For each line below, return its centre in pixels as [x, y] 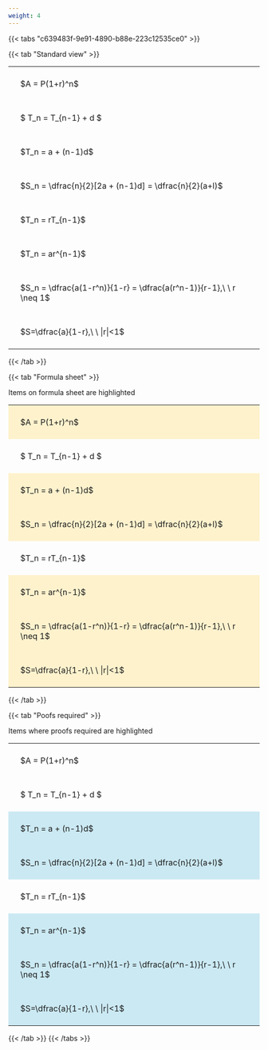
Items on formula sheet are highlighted [72, 392]
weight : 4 [25, 16]
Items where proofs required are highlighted [81, 731]
